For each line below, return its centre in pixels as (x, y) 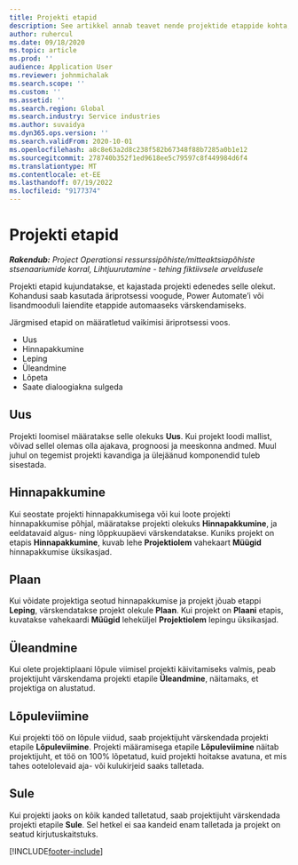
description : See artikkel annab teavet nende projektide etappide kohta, (150, 26)
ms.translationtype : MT (53, 166)
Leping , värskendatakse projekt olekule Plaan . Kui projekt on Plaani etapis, (146, 611)
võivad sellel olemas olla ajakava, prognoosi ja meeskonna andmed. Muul (143, 445)
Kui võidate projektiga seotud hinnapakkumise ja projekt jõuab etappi (135, 601)
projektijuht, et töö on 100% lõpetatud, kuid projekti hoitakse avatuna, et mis (148, 756)
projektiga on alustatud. (52, 688)
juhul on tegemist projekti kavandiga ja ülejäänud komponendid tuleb (135, 455)
